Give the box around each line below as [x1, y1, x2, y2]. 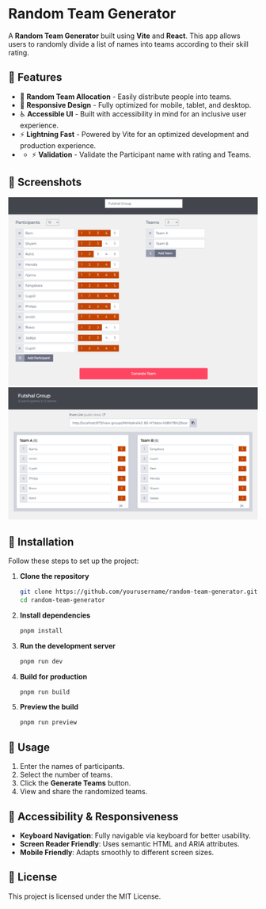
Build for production [19, 671, 88, 681]
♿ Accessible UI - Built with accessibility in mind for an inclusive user [19, 108, 247, 119]
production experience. [19, 140, 97, 150]
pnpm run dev [19, 657, 63, 665]
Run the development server [19, 641, 116, 650]
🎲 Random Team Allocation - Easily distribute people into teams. [19, 92, 232, 101]
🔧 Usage [8, 740, 50, 754]
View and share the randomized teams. [19, 787, 148, 797]
